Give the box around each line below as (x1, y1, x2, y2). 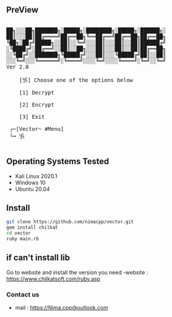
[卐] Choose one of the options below (19, 76, 133, 84)
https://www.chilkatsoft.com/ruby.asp (6, 275, 101, 282)
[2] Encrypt (19, 101, 55, 108)
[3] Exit (19, 113, 45, 120)
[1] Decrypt (19, 89, 55, 96)
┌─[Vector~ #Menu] (9, 125, 64, 132)
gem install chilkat (6, 224, 59, 231)
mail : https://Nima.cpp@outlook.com (15, 304, 108, 312)
